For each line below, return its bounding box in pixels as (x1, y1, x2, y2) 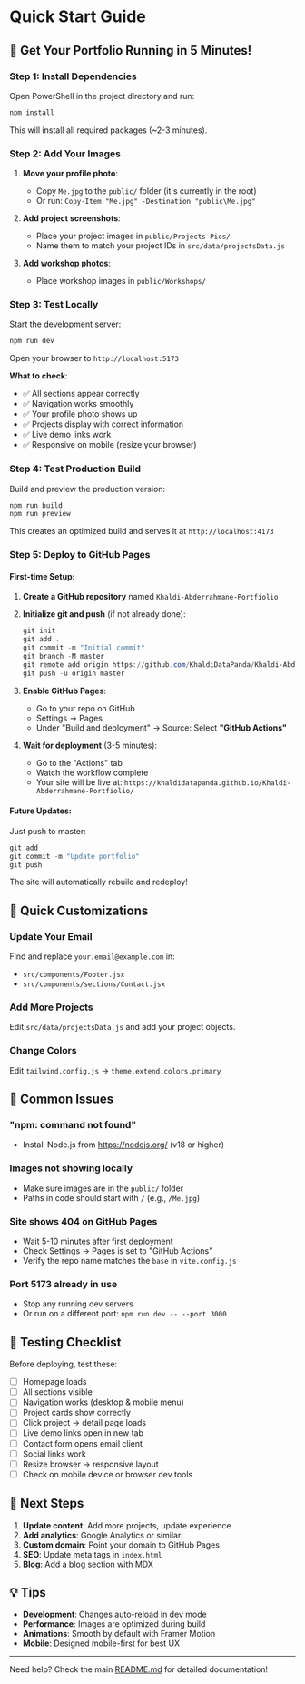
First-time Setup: (9, 570, 75, 581)
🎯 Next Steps (9, 1496, 84, 1511)
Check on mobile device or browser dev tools (22, 1468, 193, 1479)
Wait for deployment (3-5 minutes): (22, 740, 157, 751)
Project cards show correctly (22, 1407, 132, 1418)
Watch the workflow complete (35, 767, 149, 778)
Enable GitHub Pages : (22, 685, 107, 696)
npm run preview (9, 509, 71, 519)
